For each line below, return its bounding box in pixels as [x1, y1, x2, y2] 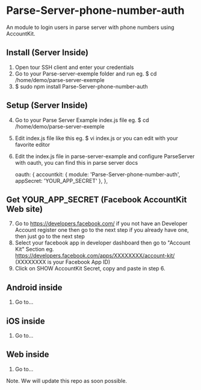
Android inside [6, 282, 63, 293]
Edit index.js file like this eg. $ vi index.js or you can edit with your [14, 134, 179, 142]
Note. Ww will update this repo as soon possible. [6, 377, 128, 384]
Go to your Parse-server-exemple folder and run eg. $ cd [14, 70, 157, 77]
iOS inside [6, 316, 45, 326]
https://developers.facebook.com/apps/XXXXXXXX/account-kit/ [14, 252, 175, 260]
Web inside [6, 350, 49, 360]
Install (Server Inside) [6, 48, 89, 58]
